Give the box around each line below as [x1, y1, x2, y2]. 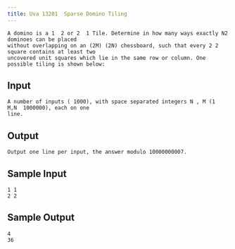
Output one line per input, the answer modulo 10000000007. [7, 149, 188, 156]
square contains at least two [7, 48, 96, 55]
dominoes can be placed [7, 36, 77, 43]
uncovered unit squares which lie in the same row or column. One [7, 54, 206, 61]
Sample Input [7, 167, 67, 180]
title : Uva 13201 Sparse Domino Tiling [7, 10, 128, 18]
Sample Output [7, 212, 75, 224]
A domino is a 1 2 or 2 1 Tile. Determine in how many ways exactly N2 [7, 30, 229, 37]
